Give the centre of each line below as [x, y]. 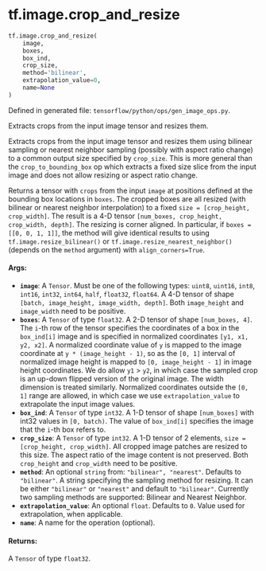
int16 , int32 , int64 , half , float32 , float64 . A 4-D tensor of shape [127, 294]
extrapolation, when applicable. [71, 514]
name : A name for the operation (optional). [87, 522]
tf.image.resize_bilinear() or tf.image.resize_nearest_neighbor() [120, 241]
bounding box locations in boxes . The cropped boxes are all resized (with [127, 199]
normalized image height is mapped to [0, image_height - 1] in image [136, 362]
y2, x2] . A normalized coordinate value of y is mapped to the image [131, 345]
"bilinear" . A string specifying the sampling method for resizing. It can [137, 480]
